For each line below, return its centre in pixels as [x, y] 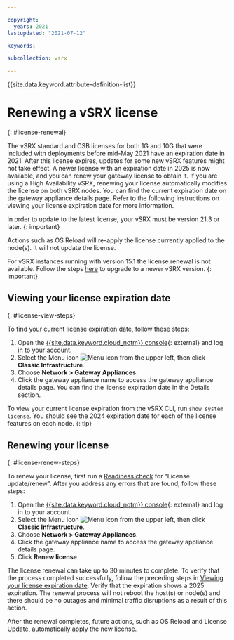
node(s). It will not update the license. [62, 248]
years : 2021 [31, 26]
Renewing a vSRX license [83, 113]
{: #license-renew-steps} [44, 462]
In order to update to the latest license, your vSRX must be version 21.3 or [113, 219]
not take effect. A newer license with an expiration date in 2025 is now [109, 169]
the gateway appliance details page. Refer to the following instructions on [113, 198]
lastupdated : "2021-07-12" [47, 33]
